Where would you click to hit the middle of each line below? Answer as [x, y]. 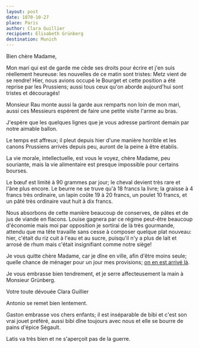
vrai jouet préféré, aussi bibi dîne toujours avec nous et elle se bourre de [95, 321]
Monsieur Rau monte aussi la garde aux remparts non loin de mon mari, [94, 104]
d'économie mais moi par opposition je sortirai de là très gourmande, [91, 225]
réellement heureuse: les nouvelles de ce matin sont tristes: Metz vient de [97, 74]
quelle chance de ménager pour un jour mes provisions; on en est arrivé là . [98, 262]
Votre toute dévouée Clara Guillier [48, 291]
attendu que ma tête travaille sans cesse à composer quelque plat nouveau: [99, 232]
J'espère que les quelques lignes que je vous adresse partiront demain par [98, 122]
